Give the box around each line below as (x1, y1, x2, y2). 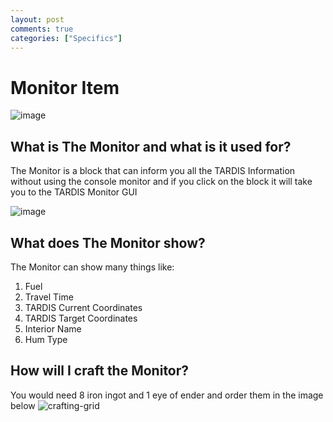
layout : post (10, 14, 65, 25)
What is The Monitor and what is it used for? (10, 138, 292, 155)
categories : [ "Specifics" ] (10, 33, 123, 43)
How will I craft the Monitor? (10, 362, 190, 380)
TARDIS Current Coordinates (24, 301, 143, 313)
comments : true (10, 24, 74, 34)
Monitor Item (10, 76, 120, 99)
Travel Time (24, 291, 74, 303)
